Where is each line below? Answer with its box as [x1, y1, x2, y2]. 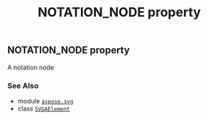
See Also [7, 81, 39, 91]
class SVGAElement [17, 104, 70, 113]
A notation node [7, 63, 55, 72]
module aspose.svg [17, 96, 74, 105]
